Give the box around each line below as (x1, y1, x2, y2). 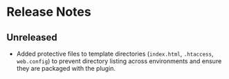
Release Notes (6, 4, 91, 20)
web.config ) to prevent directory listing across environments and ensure (16, 57, 222, 65)
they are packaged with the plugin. (16, 65, 116, 72)
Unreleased (6, 32, 58, 43)
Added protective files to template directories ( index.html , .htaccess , (16, 49, 214, 58)
